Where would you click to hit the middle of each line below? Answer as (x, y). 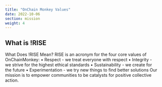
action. (12, 80)
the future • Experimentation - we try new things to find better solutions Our (81, 70)
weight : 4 (15, 23)
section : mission (23, 18)
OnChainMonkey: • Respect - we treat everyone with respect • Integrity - (79, 60)
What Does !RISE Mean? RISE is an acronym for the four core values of (76, 54)
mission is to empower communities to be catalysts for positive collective (78, 75)
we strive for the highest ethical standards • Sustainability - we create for (79, 65)
